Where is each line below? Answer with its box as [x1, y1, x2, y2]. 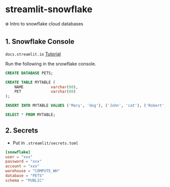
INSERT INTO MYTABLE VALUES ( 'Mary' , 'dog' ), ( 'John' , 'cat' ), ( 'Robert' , [5, 103, 167, 108]
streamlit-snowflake [5, 4, 93, 15]
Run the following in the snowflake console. [5, 60, 96, 67]
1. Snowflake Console [5, 37, 75, 46]
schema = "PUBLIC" [5, 178, 44, 183]
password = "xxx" [5, 159, 42, 164]
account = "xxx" [5, 164, 40, 169]
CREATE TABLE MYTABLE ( [5, 80, 56, 85]
